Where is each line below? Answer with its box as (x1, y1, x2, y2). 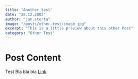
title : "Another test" (5, 7, 53, 12)
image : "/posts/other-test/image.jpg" (5, 21, 86, 26)
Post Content (5, 52, 61, 63)
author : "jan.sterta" (5, 16, 51, 21)
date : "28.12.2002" (5, 12, 46, 17)
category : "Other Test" (5, 30, 55, 35)
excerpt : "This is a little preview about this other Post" (5, 26, 134, 31)
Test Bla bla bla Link (5, 68, 47, 74)
